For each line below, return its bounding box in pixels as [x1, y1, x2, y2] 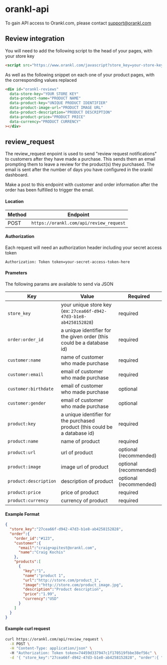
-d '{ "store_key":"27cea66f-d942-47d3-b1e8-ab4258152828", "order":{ [9, 655, 159, 661]
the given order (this [61, 333, 108, 340]
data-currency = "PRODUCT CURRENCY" [9, 119, 81, 124]
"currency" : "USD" [23, 596, 59, 602]
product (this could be [61, 423, 113, 430]
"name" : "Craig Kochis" [18, 550, 66, 555]
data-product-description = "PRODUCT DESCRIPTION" [9, 110, 112, 115]
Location [5, 198, 24, 204]
